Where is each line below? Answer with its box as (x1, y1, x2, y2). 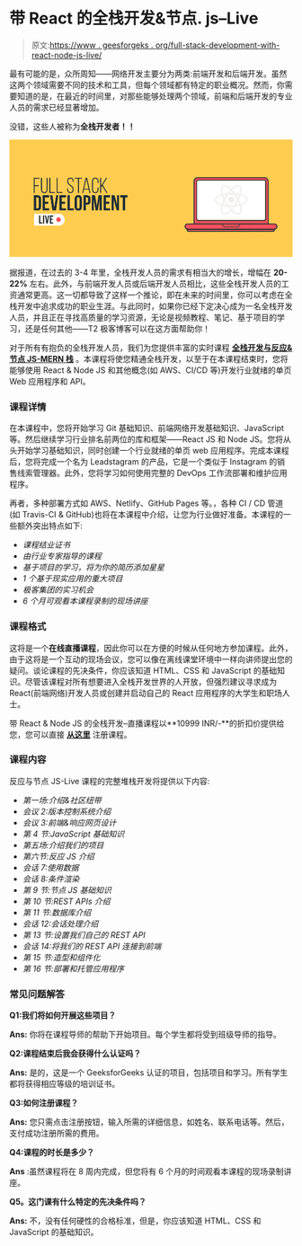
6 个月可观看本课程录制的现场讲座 (22, 596, 148, 606)
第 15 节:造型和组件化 (22, 951, 101, 962)
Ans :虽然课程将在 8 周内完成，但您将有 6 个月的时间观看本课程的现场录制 (9, 1166, 285, 1177)
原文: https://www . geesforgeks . (31, 40, 154, 50)
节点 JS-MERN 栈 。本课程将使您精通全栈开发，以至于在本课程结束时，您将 (9, 353, 289, 364)
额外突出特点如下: (16, 520, 84, 531)
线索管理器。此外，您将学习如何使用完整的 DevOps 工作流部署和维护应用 (16, 468, 288, 479)
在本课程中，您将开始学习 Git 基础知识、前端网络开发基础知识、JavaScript (9, 423, 285, 434)
